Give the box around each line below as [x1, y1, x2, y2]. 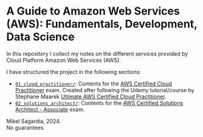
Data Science [6, 30, 75, 44]
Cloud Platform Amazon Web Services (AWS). [6, 56, 122, 64]
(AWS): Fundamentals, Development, [6, 17, 198, 31]
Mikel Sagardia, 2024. [6, 117, 61, 125]
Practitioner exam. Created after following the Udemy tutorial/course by [15, 86, 194, 93]
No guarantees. [6, 124, 46, 131]
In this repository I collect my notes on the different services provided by [6, 50, 188, 57]
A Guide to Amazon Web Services [6, 4, 181, 18]
